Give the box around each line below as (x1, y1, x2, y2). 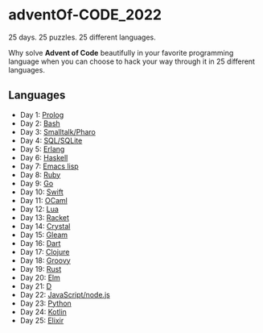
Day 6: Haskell (19, 152, 68, 162)
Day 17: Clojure (19, 247, 70, 256)
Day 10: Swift (19, 187, 64, 197)
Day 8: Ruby (19, 169, 61, 179)
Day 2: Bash (19, 119, 60, 128)
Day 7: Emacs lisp (19, 161, 79, 171)
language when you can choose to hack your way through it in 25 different (8, 56, 256, 66)
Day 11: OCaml (19, 195, 68, 205)
